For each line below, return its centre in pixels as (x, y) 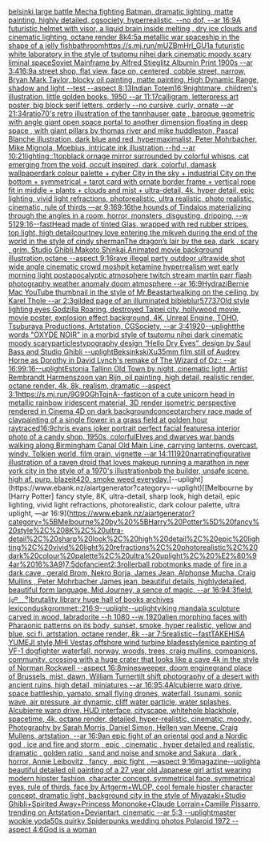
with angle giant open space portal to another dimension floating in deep (128, 122)
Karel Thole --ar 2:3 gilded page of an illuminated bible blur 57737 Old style (129, 301)
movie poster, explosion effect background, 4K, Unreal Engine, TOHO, (124, 318)
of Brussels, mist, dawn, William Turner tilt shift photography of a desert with (134, 676)
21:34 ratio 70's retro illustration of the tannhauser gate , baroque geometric (132, 114)
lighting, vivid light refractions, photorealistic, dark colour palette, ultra (124, 505)
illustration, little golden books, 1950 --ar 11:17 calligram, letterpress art (123, 96)
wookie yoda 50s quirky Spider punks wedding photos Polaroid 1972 (119, 821)
